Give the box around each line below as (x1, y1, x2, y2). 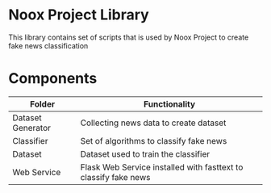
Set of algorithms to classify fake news (80, 135, 227, 146)
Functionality (144, 99, 196, 110)
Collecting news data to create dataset (80, 117, 227, 128)
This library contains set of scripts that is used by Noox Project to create (8, 32, 249, 42)
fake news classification (8, 40, 89, 50)
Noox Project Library (8, 6, 149, 24)
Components (8, 69, 98, 88)
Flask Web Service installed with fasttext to (80, 162, 244, 173)
